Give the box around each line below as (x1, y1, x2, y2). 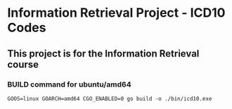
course (7, 58, 39, 71)
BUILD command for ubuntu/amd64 (7, 79, 131, 89)
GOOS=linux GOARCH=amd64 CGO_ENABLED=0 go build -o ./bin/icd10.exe (7, 95, 212, 102)
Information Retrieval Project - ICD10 (7, 5, 226, 21)
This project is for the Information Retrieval (7, 48, 200, 59)
